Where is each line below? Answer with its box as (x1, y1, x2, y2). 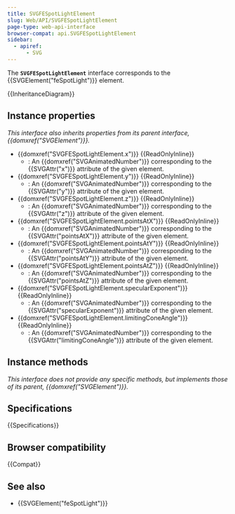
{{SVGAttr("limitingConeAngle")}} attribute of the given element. (27, 336, 214, 344)
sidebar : (7, 36, 33, 43)
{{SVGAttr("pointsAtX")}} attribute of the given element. (27, 231, 189, 240)
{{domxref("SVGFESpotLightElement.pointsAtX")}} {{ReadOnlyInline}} (17, 217, 220, 225)
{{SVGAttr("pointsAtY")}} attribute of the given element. (27, 254, 189, 262)
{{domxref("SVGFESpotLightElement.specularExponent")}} (17, 283, 188, 292)
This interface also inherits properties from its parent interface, (7, 128, 190, 137)
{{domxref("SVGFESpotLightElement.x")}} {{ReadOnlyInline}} (17, 149, 195, 158)
